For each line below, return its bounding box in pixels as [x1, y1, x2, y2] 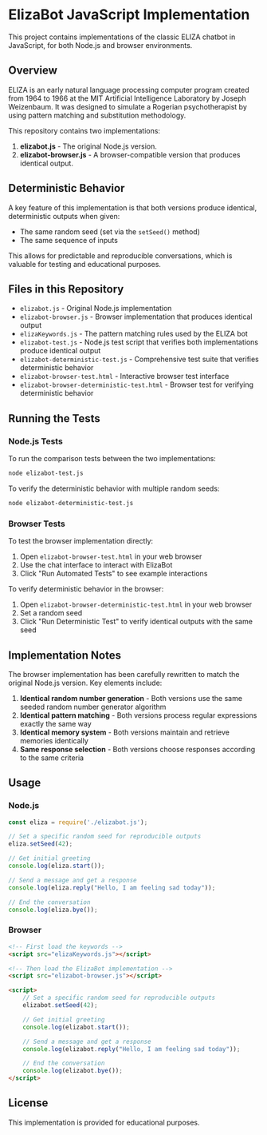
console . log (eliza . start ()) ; [8, 862, 105, 870]
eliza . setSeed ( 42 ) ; [8, 840, 73, 848]
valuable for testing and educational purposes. [8, 259, 162, 269]
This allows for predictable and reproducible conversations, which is [8, 250, 233, 261]
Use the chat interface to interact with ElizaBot [19, 560, 173, 570]
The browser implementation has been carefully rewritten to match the [8, 669, 241, 679]
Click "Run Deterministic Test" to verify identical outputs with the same [19, 617, 253, 627]
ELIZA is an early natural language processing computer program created [8, 85, 249, 94]
